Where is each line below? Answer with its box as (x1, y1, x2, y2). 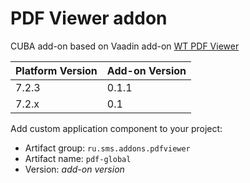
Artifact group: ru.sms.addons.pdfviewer (24, 142, 191, 154)
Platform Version (15, 63, 98, 77)
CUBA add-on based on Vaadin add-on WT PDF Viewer (10, 40, 240, 52)
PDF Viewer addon (10, 7, 168, 30)
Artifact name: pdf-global (24, 152, 132, 164)
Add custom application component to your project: (10, 122, 223, 134)
